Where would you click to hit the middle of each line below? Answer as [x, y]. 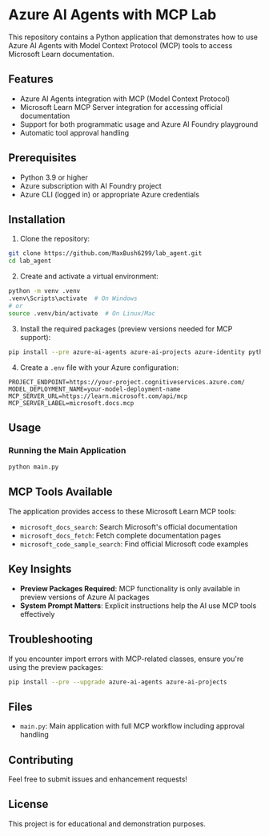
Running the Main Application [67, 450]
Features [31, 79]
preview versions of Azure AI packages [84, 597]
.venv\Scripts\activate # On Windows [73, 298]
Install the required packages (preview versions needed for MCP [126, 329]
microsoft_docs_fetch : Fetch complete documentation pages [120, 535]
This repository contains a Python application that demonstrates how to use [133, 37]
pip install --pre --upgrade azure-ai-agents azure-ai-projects [118, 682]
